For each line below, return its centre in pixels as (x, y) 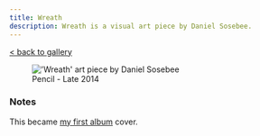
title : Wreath (36, 18)
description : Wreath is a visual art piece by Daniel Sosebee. (131, 26)
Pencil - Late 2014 (65, 78)
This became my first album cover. (74, 122)
